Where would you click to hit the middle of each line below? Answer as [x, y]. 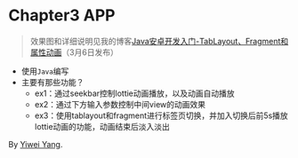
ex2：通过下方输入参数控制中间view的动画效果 [120, 104]
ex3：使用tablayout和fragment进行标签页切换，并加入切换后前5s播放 [161, 115]
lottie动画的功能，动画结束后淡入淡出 [102, 126]
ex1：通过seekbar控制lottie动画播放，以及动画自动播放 [134, 93]
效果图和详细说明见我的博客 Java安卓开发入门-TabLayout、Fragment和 [159, 41]
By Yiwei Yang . [36, 144]
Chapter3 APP [62, 16]
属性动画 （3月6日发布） [74, 52]
